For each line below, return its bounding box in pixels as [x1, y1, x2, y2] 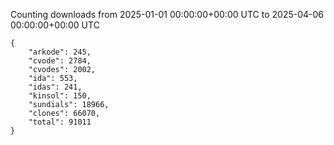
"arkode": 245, [28, 47, 92, 57]
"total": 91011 [28, 117, 92, 127]
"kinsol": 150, [28, 91, 92, 101]
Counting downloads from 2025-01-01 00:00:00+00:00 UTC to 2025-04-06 [10, 9, 325, 20]
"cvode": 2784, [28, 56, 92, 66]
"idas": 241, [28, 82, 83, 92]
